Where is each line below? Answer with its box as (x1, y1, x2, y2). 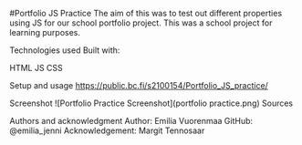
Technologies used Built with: (9, 45, 120, 56)
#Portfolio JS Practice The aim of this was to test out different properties (9, 8, 283, 18)
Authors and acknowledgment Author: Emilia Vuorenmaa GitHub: (9, 116, 254, 126)
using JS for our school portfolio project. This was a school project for (9, 17, 273, 28)
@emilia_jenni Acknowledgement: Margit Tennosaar (9, 125, 205, 136)
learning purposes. (9, 27, 80, 37)
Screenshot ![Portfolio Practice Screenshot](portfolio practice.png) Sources (9, 98, 294, 109)
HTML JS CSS (9, 63, 64, 73)
